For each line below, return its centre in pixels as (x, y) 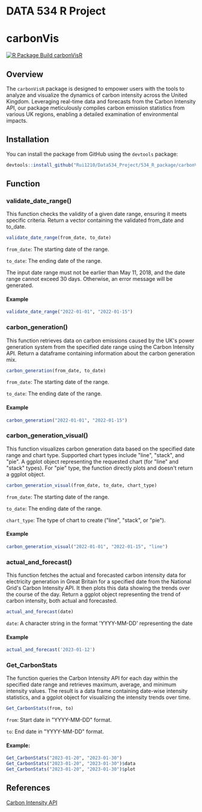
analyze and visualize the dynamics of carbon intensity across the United (97, 95)
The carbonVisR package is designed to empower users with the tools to (95, 88)
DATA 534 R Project (56, 11)
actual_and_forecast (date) (40, 612)
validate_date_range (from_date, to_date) (59, 238)
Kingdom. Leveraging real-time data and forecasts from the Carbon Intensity (101, 101)
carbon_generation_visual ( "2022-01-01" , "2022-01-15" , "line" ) (87, 546)
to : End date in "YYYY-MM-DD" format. (55, 731)
